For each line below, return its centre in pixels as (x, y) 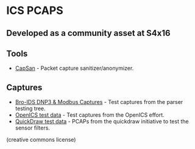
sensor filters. (33, 128)
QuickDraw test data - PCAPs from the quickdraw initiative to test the (102, 122)
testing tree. (30, 109)
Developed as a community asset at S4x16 (88, 33)
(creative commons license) (41, 140)
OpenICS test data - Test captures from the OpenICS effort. (90, 115)
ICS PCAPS (35, 11)
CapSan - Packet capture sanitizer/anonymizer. (74, 68)
